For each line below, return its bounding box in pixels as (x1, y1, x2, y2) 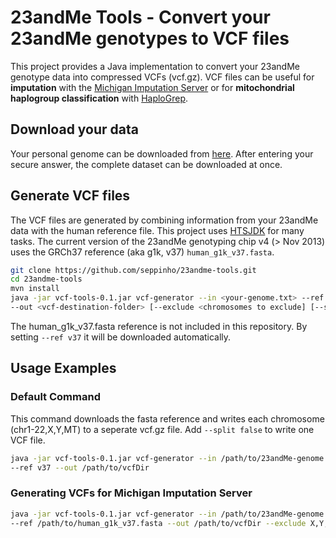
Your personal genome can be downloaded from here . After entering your (10, 147, 314, 160)
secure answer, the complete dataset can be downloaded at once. (10, 158, 283, 170)
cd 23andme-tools (10, 274, 83, 285)
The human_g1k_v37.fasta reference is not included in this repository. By (10, 320, 308, 332)
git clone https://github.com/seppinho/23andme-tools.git (10, 265, 257, 275)
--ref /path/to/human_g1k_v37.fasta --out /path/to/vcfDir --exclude (10, 518, 307, 528)
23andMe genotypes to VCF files (10, 27, 290, 50)
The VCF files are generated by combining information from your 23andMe (10, 214, 319, 226)
